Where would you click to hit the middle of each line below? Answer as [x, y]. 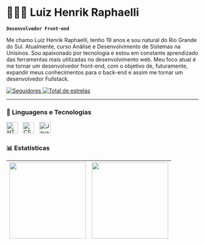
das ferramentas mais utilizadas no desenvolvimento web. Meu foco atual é [101, 59]
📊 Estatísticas [28, 148]
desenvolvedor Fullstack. [38, 79]
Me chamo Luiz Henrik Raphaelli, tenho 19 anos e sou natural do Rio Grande [102, 40]
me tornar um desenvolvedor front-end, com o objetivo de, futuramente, [97, 66]
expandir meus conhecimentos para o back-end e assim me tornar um [95, 72]
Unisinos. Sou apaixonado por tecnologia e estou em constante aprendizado [102, 53]
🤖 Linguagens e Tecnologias [49, 112]
